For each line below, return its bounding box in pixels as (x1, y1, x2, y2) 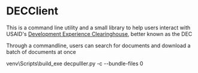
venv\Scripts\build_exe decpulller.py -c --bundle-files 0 (6, 60, 143, 67)
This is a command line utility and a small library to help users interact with (6, 24, 191, 31)
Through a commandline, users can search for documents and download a (6, 42, 191, 49)
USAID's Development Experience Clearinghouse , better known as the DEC (6, 30, 193, 37)
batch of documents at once (6, 48, 76, 55)
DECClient (6, 4, 59, 18)
